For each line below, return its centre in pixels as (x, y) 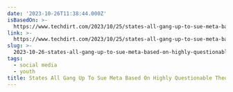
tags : (15, 59)
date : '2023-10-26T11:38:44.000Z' (57, 13)
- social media (35, 65)
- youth (25, 71)
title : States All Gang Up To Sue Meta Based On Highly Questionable (110, 78)
